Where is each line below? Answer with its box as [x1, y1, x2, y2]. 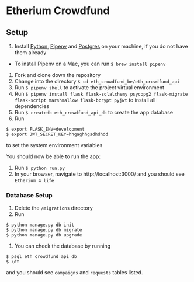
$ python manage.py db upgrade [6, 232, 82, 238]
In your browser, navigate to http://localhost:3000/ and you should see [14, 170, 185, 177]
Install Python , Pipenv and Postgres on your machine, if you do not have [14, 43, 188, 50]
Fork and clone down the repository [14, 72, 101, 78]
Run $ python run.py [14, 165, 65, 171]
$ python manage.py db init [6, 222, 75, 228]
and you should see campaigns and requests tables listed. [6, 269, 143, 276]
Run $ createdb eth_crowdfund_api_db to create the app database [14, 109, 174, 116]
